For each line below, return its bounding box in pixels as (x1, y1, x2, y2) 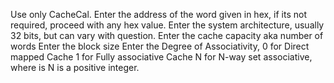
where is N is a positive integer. (10, 62, 140, 73)
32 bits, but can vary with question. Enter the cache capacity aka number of (10, 30, 324, 41)
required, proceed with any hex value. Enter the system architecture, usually (10, 19, 325, 31)
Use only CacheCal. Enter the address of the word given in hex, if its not (10, 9, 308, 20)
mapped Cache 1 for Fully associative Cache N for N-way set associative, (10, 51, 313, 63)
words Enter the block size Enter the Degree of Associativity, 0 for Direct (10, 40, 310, 52)
